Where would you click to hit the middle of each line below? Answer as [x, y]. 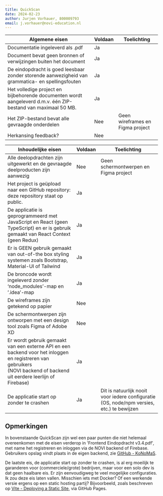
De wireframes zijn [29, 300]
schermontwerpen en [125, 167]
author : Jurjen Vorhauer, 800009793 [42, 18]
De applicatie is [25, 210]
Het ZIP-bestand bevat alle [38, 118]
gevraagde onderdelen [33, 125]
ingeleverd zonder [28, 281]
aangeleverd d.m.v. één [34, 101]
